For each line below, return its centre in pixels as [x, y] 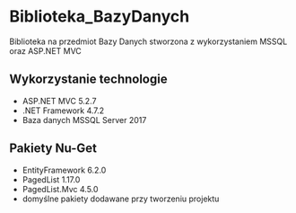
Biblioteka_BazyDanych [100, 17]
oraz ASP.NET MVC [46, 50]
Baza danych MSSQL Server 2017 [84, 120]
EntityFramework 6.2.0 [64, 170]
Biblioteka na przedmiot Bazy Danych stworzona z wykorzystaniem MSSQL [148, 41]
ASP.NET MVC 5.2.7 [59, 101]
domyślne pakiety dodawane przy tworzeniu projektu [121, 199]
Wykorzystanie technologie [88, 80]
